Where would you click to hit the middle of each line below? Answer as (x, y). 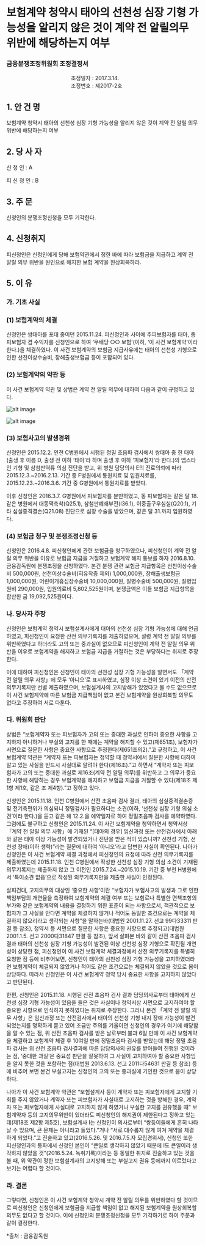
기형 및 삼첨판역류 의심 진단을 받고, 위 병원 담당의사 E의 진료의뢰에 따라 (97, 468)
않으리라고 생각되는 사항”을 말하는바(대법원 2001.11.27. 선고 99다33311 (107, 920)
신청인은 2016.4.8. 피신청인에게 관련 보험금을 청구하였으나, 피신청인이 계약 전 (98, 551)
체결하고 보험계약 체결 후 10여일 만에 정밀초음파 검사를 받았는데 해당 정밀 (99, 1040)
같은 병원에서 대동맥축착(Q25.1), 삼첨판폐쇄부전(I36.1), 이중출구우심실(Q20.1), (98, 503)
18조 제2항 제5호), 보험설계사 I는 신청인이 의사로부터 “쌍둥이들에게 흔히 (103, 1122)
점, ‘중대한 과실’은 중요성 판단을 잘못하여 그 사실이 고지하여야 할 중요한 (96, 1056)
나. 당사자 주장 (26, 614)
